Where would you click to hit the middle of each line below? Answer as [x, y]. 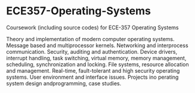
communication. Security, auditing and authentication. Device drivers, [92, 51]
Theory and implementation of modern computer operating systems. [90, 39]
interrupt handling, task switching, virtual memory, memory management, [96, 58]
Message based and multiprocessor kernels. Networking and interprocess [97, 45]
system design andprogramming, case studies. [64, 83]
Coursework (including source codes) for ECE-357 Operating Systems [92, 27]
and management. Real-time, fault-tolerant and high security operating [93, 70]
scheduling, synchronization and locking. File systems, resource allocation [97, 64]
